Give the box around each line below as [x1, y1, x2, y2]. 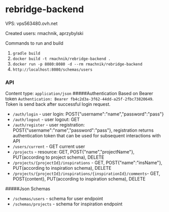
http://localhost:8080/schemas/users [12, 67, 93, 72]
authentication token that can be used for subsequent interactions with [12, 133, 161, 139]
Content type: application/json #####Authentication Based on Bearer [5, 90, 153, 97]
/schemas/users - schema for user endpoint [12, 196, 103, 202]
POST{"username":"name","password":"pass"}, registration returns [12, 127, 154, 133]
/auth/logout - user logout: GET [12, 116, 80, 123]
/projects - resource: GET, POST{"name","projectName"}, [12, 149, 134, 155]
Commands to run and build [5, 40, 63, 46]
